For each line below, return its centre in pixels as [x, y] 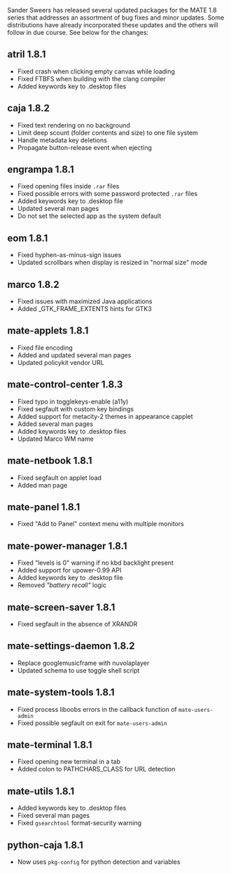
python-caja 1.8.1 [45, 845]
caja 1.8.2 [29, 108]
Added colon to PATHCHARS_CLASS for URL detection [96, 769]
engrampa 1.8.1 [41, 170]
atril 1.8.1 [27, 54]
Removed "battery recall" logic [62, 585]
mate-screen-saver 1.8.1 [61, 607]
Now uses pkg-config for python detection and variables [99, 862]
